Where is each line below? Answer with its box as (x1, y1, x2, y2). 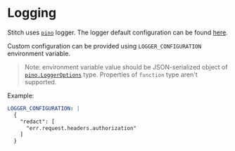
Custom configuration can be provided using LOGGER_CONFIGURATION (7, 41, 202, 50)
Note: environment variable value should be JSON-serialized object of (24, 63, 228, 71)
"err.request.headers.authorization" (25, 124, 137, 131)
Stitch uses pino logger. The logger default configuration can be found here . (7, 28, 229, 37)
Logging (7, 5, 57, 21)
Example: (7, 91, 34, 100)
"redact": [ (20, 118, 55, 125)
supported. (24, 77, 57, 86)
